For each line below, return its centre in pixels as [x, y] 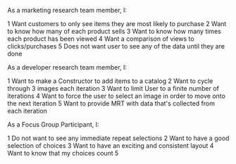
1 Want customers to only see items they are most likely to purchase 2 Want [117, 24]
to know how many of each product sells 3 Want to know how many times [114, 31]
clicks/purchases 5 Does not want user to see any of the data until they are [116, 46]
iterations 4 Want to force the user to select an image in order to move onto [116, 96]
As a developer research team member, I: [67, 67]
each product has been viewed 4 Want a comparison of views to [101, 39]
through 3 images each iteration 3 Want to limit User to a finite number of [113, 88]
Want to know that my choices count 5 [63, 153]
